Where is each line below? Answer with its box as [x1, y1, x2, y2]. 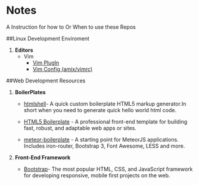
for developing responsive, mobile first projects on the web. [23, 171, 170, 179]
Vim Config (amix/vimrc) [32, 65, 93, 72]
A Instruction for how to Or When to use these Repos [6, 23, 136, 30]
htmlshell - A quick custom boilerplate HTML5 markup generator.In [23, 100, 186, 107]
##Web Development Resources [6, 77, 86, 84]
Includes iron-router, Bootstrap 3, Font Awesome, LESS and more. [23, 142, 185, 149]
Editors [14, 46, 34, 54]
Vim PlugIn [32, 59, 60, 66]
